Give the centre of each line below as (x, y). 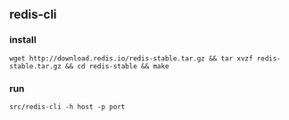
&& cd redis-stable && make (117, 66)
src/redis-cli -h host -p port (67, 107)
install (23, 40)
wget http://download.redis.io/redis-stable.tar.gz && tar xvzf (131, 58)
